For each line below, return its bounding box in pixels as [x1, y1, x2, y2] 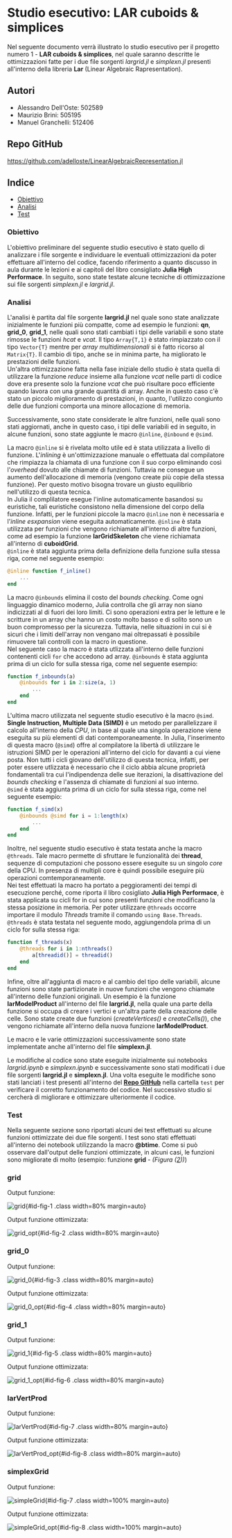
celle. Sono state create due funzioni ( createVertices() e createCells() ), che [7, 1014, 222, 1023]
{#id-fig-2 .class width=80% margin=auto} [37, 1229, 160, 1237]
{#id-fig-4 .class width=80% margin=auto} [43, 1303, 166, 1311]
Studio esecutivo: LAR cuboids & [7, 5, 199, 21]
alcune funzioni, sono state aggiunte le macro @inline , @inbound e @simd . [7, 429, 213, 438]
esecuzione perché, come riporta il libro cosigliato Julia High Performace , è [7, 888, 224, 897]
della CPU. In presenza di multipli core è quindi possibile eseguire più [7, 866, 204, 875]
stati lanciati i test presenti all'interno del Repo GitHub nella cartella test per [7, 1078, 224, 1086]
